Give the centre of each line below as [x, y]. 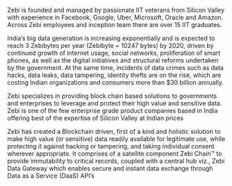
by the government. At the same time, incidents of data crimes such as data [116, 68]
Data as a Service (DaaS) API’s [51, 176]
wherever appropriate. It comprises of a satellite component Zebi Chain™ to [115, 153]
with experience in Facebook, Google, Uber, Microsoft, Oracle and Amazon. [115, 17]
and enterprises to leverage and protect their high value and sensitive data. [115, 103]
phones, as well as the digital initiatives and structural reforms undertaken [113, 60]
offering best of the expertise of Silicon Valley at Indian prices [96, 118]
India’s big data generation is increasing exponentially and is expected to [111, 38]
